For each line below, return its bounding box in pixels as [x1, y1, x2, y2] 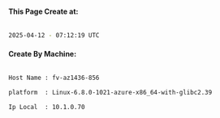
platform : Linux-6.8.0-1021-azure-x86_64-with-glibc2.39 [8, 89, 213, 97]
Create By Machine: [8, 48, 77, 58]
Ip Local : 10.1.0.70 [8, 103, 85, 112]
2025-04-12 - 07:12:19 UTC [8, 32, 100, 40]
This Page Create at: [8, 6, 79, 16]
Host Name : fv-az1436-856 [8, 74, 100, 82]
